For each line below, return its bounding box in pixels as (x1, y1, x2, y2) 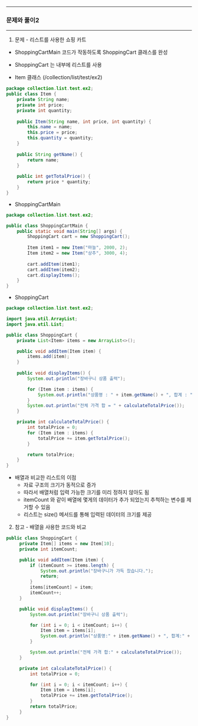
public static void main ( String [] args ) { (16, 228, 123, 234)
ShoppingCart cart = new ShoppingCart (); (27, 234, 131, 240)
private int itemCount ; (19, 546, 78, 552)
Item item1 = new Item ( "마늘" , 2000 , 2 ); (27, 245, 128, 251)
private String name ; (16, 97, 70, 103)
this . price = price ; (27, 129, 78, 136)
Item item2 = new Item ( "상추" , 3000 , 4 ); (27, 250, 128, 256)
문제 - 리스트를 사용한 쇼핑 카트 (14, 36, 87, 43)
